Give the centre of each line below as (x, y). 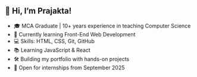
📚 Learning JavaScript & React (52, 50)
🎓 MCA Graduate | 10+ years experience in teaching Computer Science (102, 26)
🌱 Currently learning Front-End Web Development (74, 34)
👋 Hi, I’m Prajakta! (38, 11)
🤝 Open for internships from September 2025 (69, 67)
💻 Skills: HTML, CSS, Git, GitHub (54, 41)
